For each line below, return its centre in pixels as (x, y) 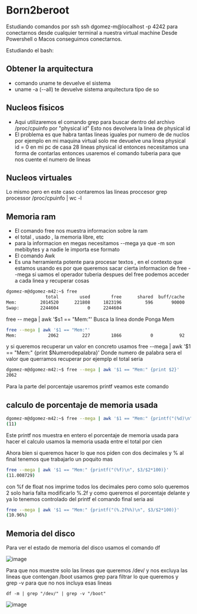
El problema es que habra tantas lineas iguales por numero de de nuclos (102, 134)
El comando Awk (35, 256)
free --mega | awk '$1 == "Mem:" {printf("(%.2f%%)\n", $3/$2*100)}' (93, 510)
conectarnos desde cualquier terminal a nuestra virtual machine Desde (92, 32)
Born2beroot (38, 10)
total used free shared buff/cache (115, 297)
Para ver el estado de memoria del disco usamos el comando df (83, 548)
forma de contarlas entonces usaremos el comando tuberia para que (98, 153)
